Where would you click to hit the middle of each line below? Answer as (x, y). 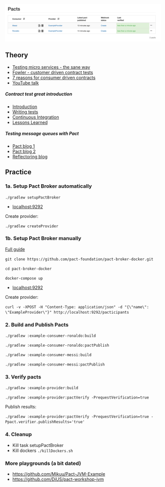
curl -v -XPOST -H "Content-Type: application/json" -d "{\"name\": (77, 307)
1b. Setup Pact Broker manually (43, 239)
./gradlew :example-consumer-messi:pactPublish (55, 365)
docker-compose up (24, 278)
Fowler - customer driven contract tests (53, 72)
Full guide (15, 249)
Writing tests (25, 112)
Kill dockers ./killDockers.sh (42, 450)
